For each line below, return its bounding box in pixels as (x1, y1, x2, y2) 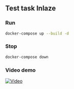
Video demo (5, 66, 36, 73)
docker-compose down (5, 54, 49, 60)
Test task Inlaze (5, 4, 56, 13)
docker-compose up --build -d (5, 31, 69, 36)
